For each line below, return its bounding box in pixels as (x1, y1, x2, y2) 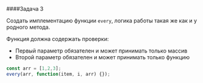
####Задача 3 (6, 5, 44, 12)
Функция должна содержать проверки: (6, 35, 109, 42)
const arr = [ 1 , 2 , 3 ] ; (6, 65, 62, 71)
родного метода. (6, 24, 51, 31)
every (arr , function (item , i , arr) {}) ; (6, 71, 111, 77)
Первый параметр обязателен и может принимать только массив (15, 47, 188, 54)
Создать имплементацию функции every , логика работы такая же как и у (6, 17, 197, 24)
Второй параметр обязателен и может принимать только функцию (15, 54, 190, 60)
